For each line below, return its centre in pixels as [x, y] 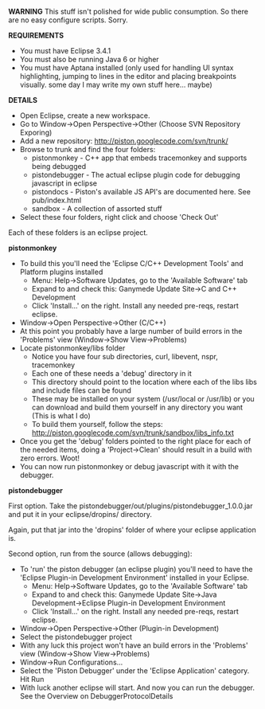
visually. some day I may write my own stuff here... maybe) [116, 84]
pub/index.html [57, 200]
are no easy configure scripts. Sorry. [68, 20]
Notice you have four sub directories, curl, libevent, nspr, [125, 356]
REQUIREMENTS [36, 35]
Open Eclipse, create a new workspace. [85, 116]
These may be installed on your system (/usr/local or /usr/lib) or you [143, 399]
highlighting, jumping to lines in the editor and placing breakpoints [128, 76]
